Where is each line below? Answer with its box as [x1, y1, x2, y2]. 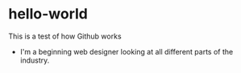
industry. [19, 55, 50, 65]
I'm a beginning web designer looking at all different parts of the [19, 47, 234, 56]
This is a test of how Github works [8, 31, 123, 41]
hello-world [8, 5, 89, 23]
